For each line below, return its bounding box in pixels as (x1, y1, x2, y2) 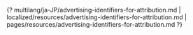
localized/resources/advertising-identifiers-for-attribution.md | (6, 13, 187, 21)
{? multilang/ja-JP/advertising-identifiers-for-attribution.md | (6, 6, 181, 14)
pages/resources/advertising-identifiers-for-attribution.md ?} (6, 21, 183, 28)
